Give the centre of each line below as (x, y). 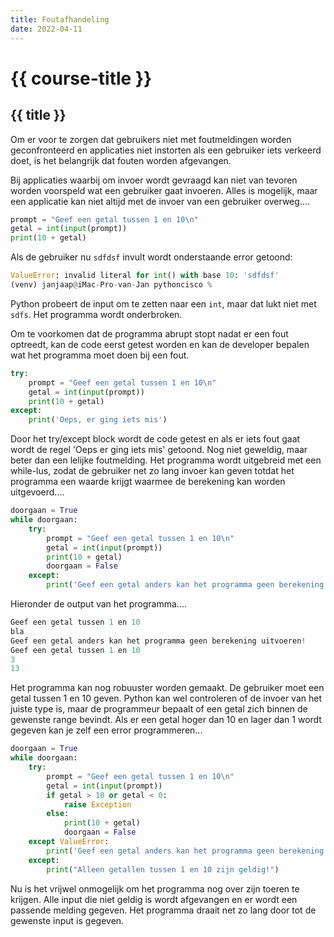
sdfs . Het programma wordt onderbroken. (96, 314)
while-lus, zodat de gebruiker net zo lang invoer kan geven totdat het (152, 471)
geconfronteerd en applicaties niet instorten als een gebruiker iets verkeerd (166, 150)
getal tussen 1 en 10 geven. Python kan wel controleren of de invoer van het (166, 698)
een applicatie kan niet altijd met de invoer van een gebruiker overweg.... (160, 201)
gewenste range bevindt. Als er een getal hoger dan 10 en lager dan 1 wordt (166, 720)
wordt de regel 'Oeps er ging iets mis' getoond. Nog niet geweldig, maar (159, 450)
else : (58, 814)
